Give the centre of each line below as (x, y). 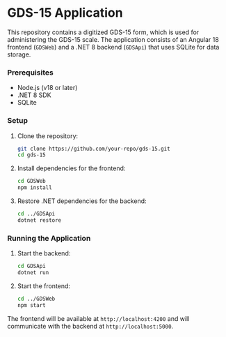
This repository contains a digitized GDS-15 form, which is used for (103, 32)
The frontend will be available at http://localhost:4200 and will (98, 318)
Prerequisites (30, 73)
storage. (19, 54)
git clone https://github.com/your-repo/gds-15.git (94, 149)
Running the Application (49, 238)
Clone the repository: (48, 136)
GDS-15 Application (65, 13)
